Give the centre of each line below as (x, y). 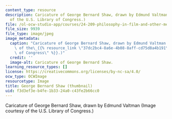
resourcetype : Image (27, 81)
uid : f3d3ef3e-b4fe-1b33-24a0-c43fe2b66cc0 (52, 91)
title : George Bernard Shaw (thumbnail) (49, 86)
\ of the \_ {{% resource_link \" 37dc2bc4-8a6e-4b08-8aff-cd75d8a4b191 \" (92, 48)
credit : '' (21, 57)
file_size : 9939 (23, 29)
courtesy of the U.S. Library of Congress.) (49, 111)
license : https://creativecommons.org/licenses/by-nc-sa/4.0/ (73, 72)
